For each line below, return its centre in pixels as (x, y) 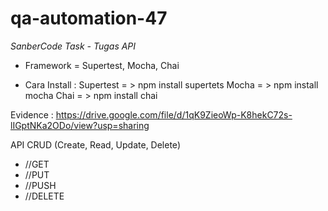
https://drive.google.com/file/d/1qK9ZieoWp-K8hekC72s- (174, 114)
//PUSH (40, 185)
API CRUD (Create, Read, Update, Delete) (95, 144)
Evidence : (32, 114)
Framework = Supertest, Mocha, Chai (102, 65)
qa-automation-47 (89, 18)
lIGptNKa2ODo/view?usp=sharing (80, 125)
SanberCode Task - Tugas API (73, 46)
